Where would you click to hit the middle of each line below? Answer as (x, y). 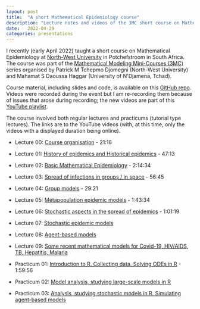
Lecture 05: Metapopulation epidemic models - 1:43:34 (82, 200)
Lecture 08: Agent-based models (55, 235)
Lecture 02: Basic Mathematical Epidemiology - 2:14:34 (83, 166)
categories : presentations (40, 34)
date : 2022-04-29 (30, 28)
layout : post (22, 12)
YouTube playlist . (27, 107)
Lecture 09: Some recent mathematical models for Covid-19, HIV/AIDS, (101, 246)
